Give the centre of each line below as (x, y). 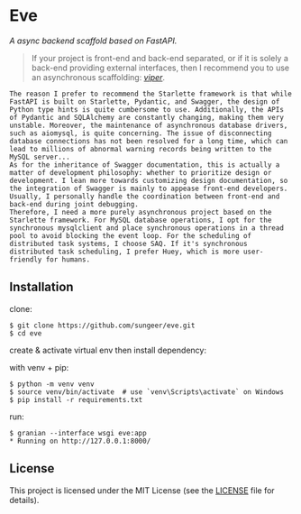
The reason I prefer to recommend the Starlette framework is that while (151, 94)
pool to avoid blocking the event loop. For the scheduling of (131, 235)
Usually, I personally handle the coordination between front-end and (145, 196)
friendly (26, 259)
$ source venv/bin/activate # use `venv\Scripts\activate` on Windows (146, 392)
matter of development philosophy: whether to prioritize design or (141, 172)
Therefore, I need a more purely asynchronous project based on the (141, 212)
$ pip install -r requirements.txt (76, 399)
